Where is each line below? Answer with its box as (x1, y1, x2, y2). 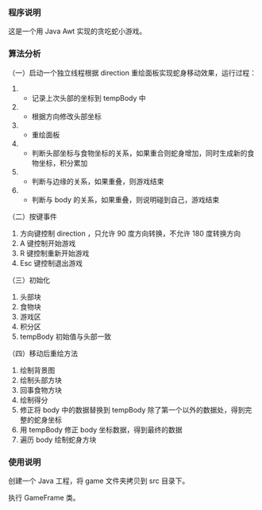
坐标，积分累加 (38, 158, 88, 167)
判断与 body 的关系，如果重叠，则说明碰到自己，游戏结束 (31, 194, 220, 204)
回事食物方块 (19, 385, 62, 394)
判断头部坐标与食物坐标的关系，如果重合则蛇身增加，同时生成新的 (31, 148, 248, 158)
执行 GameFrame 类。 (8, 493, 81, 502)
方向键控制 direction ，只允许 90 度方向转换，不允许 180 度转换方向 (19, 228, 241, 238)
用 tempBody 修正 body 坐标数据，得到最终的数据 (19, 424, 183, 434)
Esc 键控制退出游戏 (19, 258, 83, 267)
